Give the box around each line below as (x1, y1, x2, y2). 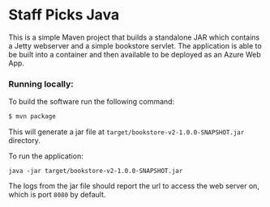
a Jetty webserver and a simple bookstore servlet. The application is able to (8, 40, 262, 50)
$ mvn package (8, 112, 57, 120)
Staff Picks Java (8, 6, 120, 24)
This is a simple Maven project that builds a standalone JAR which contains (8, 32, 260, 42)
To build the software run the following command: (8, 97, 175, 107)
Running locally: (8, 78, 75, 90)
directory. (8, 136, 41, 146)
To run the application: (8, 151, 84, 161)
